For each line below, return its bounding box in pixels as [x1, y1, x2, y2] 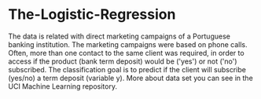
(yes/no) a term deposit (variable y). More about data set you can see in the [8, 73, 253, 82]
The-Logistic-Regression [8, 5, 176, 24]
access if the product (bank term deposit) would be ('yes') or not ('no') [8, 57, 237, 66]
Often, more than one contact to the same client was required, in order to [8, 48, 245, 57]
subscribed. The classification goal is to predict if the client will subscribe [8, 64, 246, 74]
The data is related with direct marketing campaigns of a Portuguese [8, 31, 230, 41]
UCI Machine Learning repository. [8, 81, 118, 91]
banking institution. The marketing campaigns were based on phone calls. [8, 39, 248, 49]
